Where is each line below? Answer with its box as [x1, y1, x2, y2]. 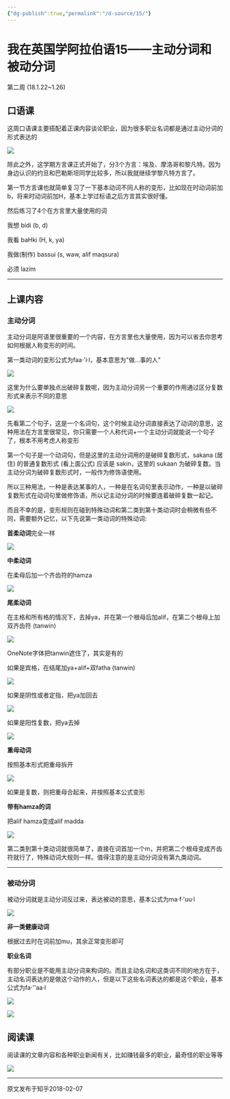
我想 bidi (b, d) [7, 221, 49, 230]
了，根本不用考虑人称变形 [7, 436, 79, 445]
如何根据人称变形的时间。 [7, 341, 79, 350]
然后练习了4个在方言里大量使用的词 [7, 206, 107, 215]
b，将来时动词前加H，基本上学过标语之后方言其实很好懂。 [7, 192, 171, 200]
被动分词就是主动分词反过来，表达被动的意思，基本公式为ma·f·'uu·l [7, 895, 195, 903]
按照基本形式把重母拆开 [7, 761, 73, 769]
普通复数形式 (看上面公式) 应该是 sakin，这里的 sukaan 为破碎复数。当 [23, 460, 221, 468]
